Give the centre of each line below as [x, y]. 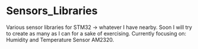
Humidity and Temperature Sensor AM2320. [60, 40]
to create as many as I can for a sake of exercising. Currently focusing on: [96, 33]
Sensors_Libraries [52, 11]
